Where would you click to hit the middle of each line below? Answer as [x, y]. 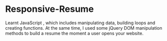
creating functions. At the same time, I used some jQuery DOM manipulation [84, 28]
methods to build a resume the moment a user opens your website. [74, 33]
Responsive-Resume [50, 9]
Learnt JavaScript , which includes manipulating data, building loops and [80, 23]
